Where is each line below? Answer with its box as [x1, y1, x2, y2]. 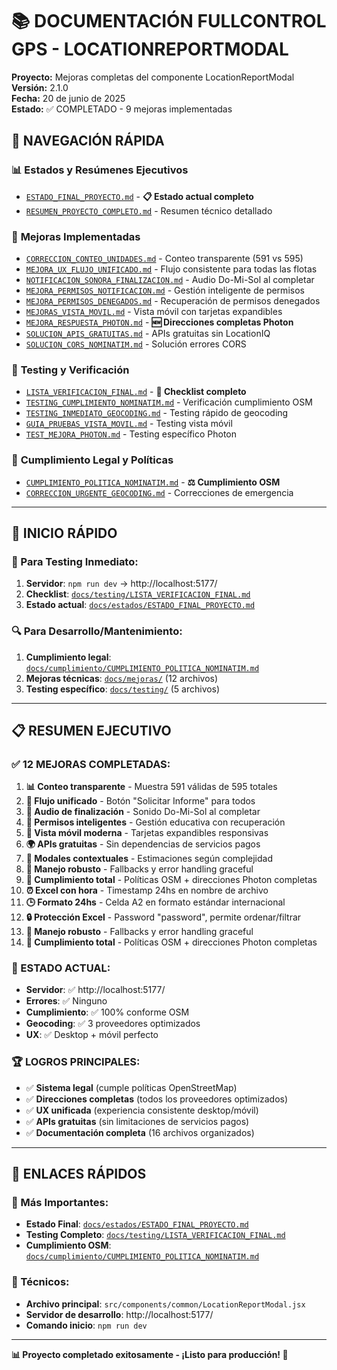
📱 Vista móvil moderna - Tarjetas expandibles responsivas [25, 827, 269, 839]
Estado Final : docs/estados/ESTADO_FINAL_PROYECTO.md [25, 1218, 249, 1230]
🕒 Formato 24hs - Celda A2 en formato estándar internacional [25, 896, 286, 908]
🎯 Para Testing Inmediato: [11, 554, 139, 568]
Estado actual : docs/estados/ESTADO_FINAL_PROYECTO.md [25, 599, 256, 611]
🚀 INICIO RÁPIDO [11, 524, 118, 542]
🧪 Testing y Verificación [11, 363, 130, 377]
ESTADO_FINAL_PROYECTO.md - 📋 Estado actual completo [25, 190, 254, 202]
